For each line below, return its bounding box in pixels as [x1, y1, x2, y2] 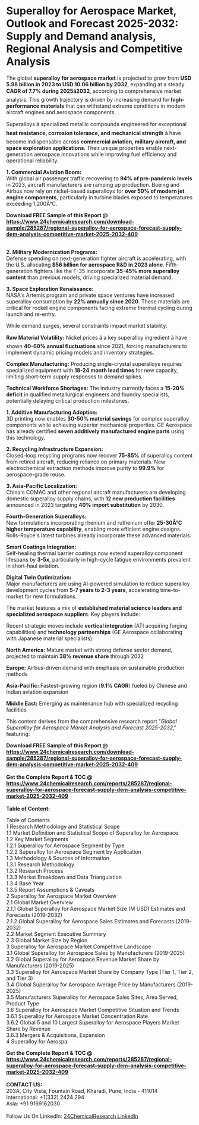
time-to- [160, 586, 181, 593]
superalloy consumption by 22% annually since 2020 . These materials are [6, 297, 190, 305]
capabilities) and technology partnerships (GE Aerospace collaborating [6, 628, 183, 635]
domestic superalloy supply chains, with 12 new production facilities [6, 495, 175, 502]
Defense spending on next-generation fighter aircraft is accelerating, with [6, 255, 187, 262]
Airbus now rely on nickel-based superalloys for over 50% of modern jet [6, 187, 185, 195]
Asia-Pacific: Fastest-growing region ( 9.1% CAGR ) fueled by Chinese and [6, 682, 187, 689]
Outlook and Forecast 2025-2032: [6, 17, 179, 30]
